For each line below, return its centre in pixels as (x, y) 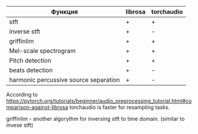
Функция (65, 12)
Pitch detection (30, 60)
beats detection (31, 70)
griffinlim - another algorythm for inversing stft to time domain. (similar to (95, 119)
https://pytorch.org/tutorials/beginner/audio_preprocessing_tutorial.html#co (99, 101)
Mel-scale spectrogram (43, 51)
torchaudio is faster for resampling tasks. (120, 107)
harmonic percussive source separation (65, 80)
